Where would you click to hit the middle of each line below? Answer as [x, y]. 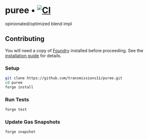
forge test [16, 109]
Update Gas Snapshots [33, 122]
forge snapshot [20, 132]
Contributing [25, 39]
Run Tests [17, 99]
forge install [19, 87]
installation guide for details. [33, 56]
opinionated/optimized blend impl [39, 24]
